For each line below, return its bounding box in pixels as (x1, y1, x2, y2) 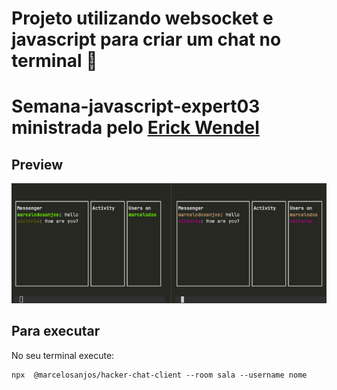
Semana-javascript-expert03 (11, 95, 261, 118)
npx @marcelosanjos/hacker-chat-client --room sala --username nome (11, 370, 308, 380)
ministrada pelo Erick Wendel (11, 117, 260, 139)
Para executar (11, 323, 101, 340)
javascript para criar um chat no (11, 28, 282, 51)
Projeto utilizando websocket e (11, 7, 274, 30)
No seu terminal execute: (11, 349, 115, 361)
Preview (11, 156, 64, 173)
